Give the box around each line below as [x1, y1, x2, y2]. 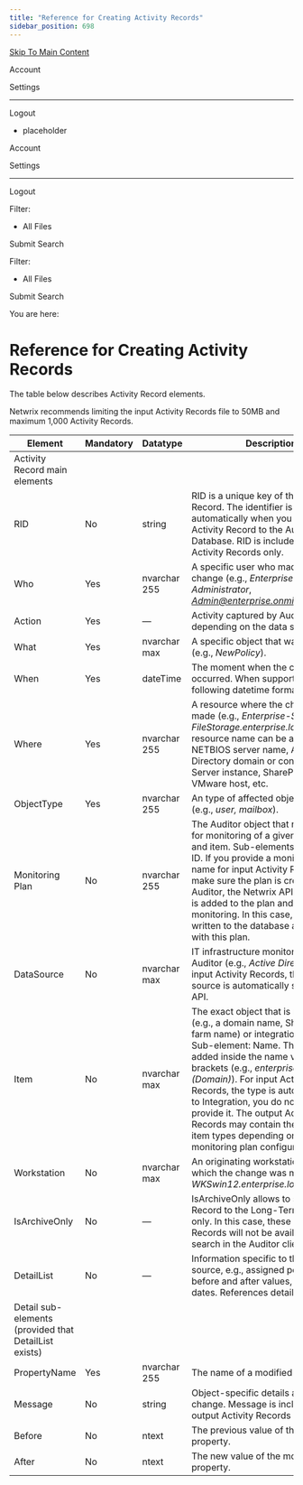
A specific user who [190, 561, 276, 573]
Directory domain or [190, 755, 277, 767]
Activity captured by [190, 609, 278, 622]
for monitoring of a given [190, 830, 296, 842]
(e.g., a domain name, [190, 1016, 283, 1029]
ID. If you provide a [190, 852, 272, 865]
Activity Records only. [190, 546, 284, 559]
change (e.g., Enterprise [190, 572, 294, 585]
